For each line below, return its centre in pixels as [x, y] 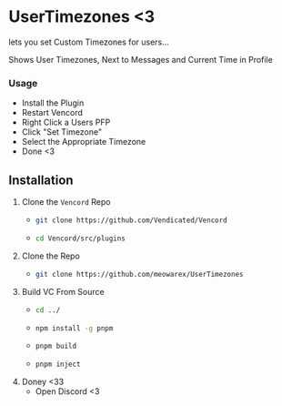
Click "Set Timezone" [61, 132]
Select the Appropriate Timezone [84, 142]
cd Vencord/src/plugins [81, 239]
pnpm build [56, 346]
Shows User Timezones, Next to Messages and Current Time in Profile [141, 59]
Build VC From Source [63, 291]
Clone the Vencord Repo [66, 202]
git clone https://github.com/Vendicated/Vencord [131, 220]
